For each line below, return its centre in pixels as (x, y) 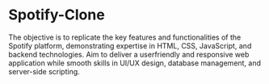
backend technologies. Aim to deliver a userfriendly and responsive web (129, 54)
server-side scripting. (44, 71)
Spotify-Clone (57, 15)
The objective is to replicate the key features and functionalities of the (125, 37)
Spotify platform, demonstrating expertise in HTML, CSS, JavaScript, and (130, 45)
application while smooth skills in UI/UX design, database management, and (134, 63)
